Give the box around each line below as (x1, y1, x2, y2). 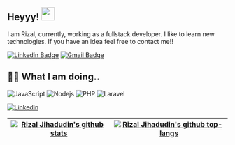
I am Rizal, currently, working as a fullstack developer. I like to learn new (7, 29, 215, 38)
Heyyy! (7, 11, 40, 23)
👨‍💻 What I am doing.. (7, 71, 100, 83)
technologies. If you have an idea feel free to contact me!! (7, 37, 173, 45)
